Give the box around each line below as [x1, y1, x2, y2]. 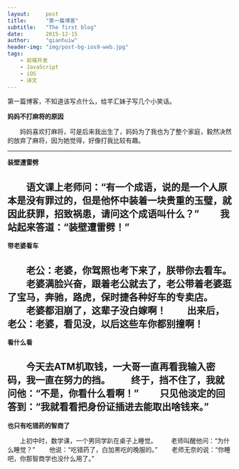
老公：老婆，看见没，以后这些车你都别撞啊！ [7, 318, 204, 330]
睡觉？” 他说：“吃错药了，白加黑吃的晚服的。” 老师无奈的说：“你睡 [13, 445, 231, 453]
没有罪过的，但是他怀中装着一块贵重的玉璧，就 [26, 194, 232, 207]
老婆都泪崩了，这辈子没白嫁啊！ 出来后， [26, 304, 225, 316]
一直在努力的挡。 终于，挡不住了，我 [35, 374, 216, 386]
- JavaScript [20, 63, 59, 71]
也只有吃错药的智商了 [7, 421, 70, 430]
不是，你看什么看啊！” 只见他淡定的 [40, 388, 216, 400]
